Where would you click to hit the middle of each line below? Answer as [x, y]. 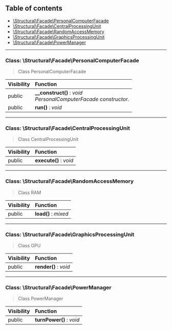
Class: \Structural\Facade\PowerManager [58, 287]
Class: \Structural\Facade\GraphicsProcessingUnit [70, 234]
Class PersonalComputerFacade [52, 72]
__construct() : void [59, 93]
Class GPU [29, 245]
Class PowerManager [40, 299]
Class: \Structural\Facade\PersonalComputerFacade [72, 60]
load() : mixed [52, 214]
